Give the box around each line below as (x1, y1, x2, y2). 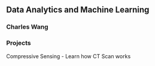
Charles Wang (6, 23, 48, 31)
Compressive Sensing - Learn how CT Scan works (6, 52, 131, 59)
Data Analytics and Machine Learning (6, 5, 150, 15)
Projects (6, 39, 31, 47)
